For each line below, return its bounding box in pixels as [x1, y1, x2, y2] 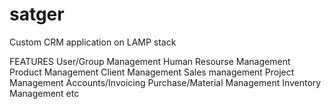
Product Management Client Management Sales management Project [9, 66, 295, 78]
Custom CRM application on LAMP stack [9, 36, 177, 48]
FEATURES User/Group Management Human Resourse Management [9, 55, 291, 67]
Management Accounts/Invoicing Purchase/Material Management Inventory [9, 76, 322, 88]
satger [9, 3, 65, 26]
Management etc [9, 87, 80, 99]
